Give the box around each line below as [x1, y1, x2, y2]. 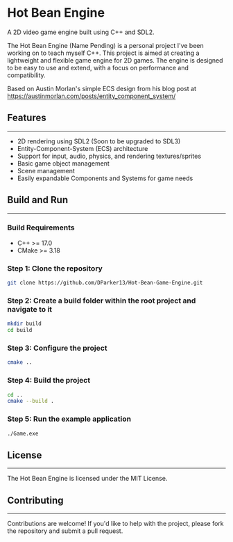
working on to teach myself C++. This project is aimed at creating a [7, 49, 200, 57]
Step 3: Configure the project [7, 343, 107, 353]
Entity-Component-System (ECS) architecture [17, 144, 148, 152]
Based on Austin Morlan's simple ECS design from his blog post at [7, 84, 196, 93]
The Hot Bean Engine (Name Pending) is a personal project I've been [7, 41, 204, 49]
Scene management [17, 166, 75, 175]
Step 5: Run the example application [7, 414, 132, 424]
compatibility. [7, 71, 46, 79]
